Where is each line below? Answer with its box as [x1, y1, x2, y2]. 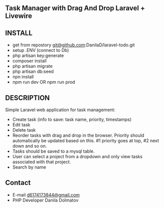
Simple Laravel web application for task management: [5, 107, 116, 113]
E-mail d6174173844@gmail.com [12, 192, 80, 198]
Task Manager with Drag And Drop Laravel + [5, 4, 146, 12]
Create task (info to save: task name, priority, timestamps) [12, 117, 132, 123]
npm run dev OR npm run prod [12, 79, 75, 85]
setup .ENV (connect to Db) [12, 47, 69, 53]
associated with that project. [12, 159, 71, 165]
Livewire [5, 12, 32, 20]
